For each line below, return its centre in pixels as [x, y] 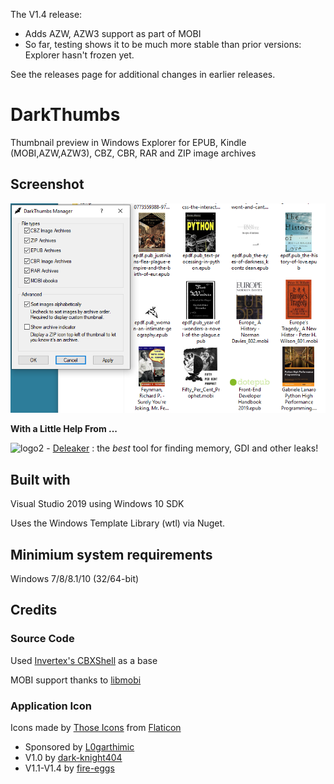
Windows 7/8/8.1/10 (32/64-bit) [75, 578]
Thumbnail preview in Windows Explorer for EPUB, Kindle [128, 142]
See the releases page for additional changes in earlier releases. [143, 74]
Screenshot [47, 184]
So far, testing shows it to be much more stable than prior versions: [163, 44]
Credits [34, 610]
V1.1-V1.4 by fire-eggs [69, 768]
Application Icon [51, 706]
